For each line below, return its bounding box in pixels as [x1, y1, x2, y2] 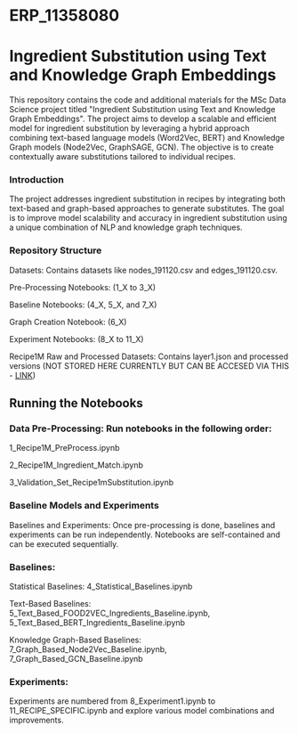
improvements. [9, 714, 64, 726]
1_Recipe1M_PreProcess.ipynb [9, 443, 120, 453]
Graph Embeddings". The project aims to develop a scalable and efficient [9, 113, 278, 125]
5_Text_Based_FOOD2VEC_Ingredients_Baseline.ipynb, [9, 608, 211, 618]
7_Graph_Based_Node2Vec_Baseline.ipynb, [9, 644, 167, 655]
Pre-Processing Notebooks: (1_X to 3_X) [9, 281, 157, 292]
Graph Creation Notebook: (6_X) [9, 316, 127, 327]
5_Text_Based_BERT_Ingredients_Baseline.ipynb [9, 617, 185, 628]
